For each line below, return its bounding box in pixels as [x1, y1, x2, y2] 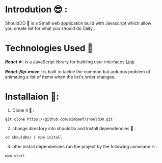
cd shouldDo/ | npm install [5, 135, 63, 140]
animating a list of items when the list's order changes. [5, 74, 116, 80]
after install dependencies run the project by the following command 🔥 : [12, 143, 158, 149]
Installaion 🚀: [5, 91, 59, 102]
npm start [5, 153, 26, 158]
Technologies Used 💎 [5, 43, 93, 54]
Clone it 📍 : [12, 107, 35, 113]
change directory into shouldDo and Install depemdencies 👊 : [12, 125, 136, 131]
